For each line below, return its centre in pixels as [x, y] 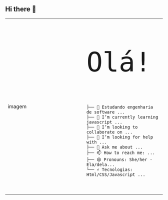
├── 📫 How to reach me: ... [121, 152]
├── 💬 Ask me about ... [115, 147]
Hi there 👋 [21, 9]
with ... [97, 142]
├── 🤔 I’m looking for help [120, 137]
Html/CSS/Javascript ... [116, 174]
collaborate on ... [110, 132]
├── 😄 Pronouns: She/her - [119, 159]
